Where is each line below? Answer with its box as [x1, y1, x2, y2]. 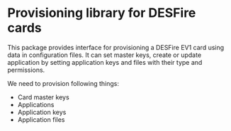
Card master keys [17, 93, 69, 101]
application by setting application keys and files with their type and [7, 58, 203, 66]
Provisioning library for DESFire [7, 5, 196, 21]
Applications [17, 100, 55, 108]
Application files [17, 115, 65, 124]
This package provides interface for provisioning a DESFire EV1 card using [7, 43, 225, 51]
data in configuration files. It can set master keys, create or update [7, 51, 202, 59]
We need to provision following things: [7, 79, 119, 87]
